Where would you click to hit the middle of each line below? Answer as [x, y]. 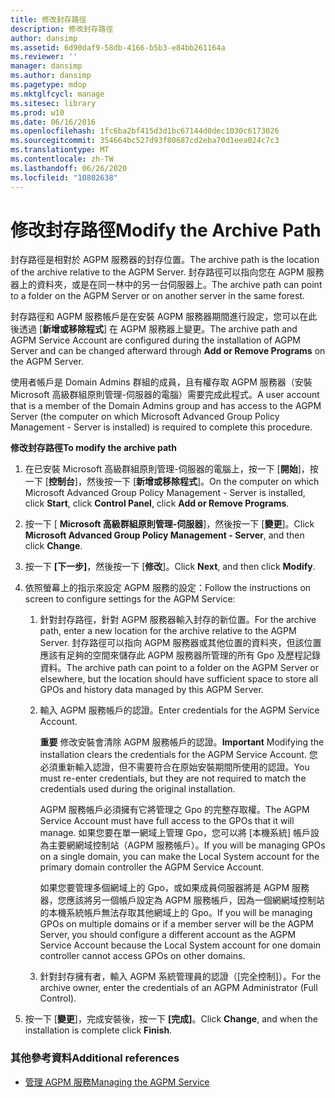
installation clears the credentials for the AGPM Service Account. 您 [178, 755]
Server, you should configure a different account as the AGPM [168, 935]
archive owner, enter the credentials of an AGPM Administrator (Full [178, 988]
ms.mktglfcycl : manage [57, 94]
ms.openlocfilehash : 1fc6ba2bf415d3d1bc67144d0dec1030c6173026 [145, 131]
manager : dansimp [46, 66]
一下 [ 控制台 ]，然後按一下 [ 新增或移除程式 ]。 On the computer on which [172, 482]
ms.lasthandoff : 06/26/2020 [69, 168]
